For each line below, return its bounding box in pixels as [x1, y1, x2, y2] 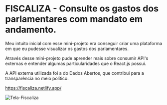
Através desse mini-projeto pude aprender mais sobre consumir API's [5, 55, 149, 61]
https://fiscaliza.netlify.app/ [5, 85, 62, 91]
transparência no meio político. [5, 75, 69, 81]
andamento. [5, 24, 56, 35]
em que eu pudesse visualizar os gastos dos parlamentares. [5, 46, 129, 52]
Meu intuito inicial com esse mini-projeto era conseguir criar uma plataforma [5, 40, 163, 46]
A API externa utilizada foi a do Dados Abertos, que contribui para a [5, 70, 145, 76]
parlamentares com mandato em [5, 13, 143, 25]
